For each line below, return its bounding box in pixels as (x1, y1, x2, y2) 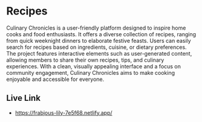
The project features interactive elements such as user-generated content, (6, 50, 192, 57)
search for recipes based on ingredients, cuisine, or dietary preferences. (6, 43, 187, 51)
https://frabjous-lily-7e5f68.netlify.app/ (15, 109, 113, 116)
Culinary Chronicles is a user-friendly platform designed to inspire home (6, 24, 186, 31)
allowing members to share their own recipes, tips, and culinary (6, 56, 165, 63)
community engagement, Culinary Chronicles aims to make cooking (6, 69, 175, 76)
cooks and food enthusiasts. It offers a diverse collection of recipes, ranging (6, 30, 197, 37)
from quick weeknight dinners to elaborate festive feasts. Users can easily (6, 37, 192, 44)
